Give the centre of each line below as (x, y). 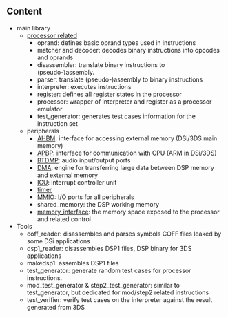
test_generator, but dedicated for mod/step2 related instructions (118, 292)
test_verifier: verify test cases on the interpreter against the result (120, 299)
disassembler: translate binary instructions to (101, 64)
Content (24, 11)
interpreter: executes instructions (84, 86)
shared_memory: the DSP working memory (98, 204)
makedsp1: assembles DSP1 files (73, 263)
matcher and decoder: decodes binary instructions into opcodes (128, 50)
